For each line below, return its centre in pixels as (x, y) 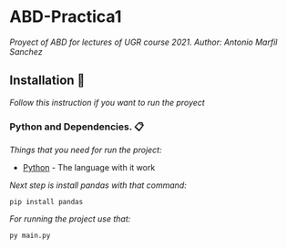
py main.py (30, 236)
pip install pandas (46, 202)
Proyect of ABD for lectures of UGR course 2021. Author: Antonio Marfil (143, 42)
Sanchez (26, 51)
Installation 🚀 (47, 81)
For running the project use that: (70, 219)
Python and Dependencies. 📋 (77, 127)
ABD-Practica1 (66, 17)
